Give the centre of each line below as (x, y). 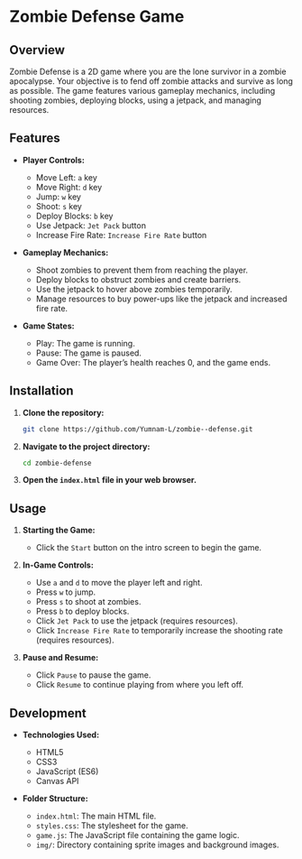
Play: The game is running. (85, 343)
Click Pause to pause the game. (93, 675)
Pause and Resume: (60, 658)
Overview (37, 50)
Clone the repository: (63, 412)
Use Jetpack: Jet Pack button (91, 225)
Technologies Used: (61, 734)
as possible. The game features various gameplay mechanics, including (142, 91)
